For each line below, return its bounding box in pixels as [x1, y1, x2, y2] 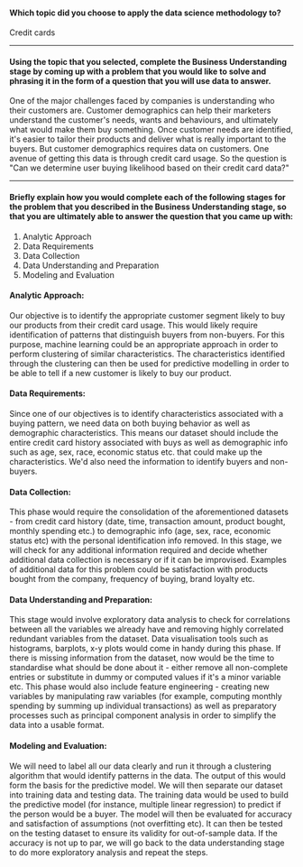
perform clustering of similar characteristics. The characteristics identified [9, 348, 286, 359]
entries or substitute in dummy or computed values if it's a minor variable [9, 672, 281, 683]
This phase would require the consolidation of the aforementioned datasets [9, 506, 289, 518]
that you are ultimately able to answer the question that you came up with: [9, 211, 294, 221]
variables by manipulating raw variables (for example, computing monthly [9, 691, 282, 702]
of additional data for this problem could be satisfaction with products [9, 564, 269, 575]
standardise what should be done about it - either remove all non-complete [9, 662, 289, 673]
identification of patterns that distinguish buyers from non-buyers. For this [9, 329, 286, 340]
